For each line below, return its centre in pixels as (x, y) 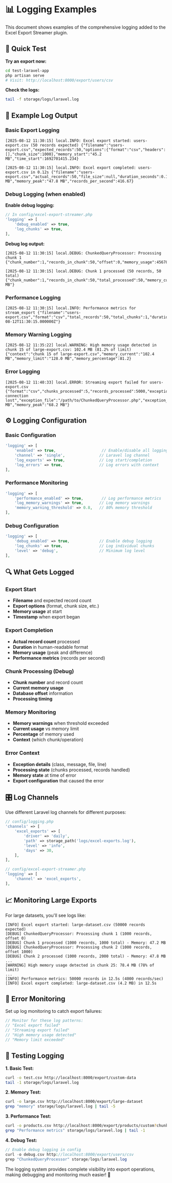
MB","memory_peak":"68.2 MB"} (38, 405)
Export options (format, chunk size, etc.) (56, 606)
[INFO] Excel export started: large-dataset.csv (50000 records (75, 925)
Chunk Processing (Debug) (40, 671)
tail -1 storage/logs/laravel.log (42, 1082)
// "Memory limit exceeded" (35, 1040)
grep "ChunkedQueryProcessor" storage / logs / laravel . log (66, 1159)
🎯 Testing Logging (35, 1056)
